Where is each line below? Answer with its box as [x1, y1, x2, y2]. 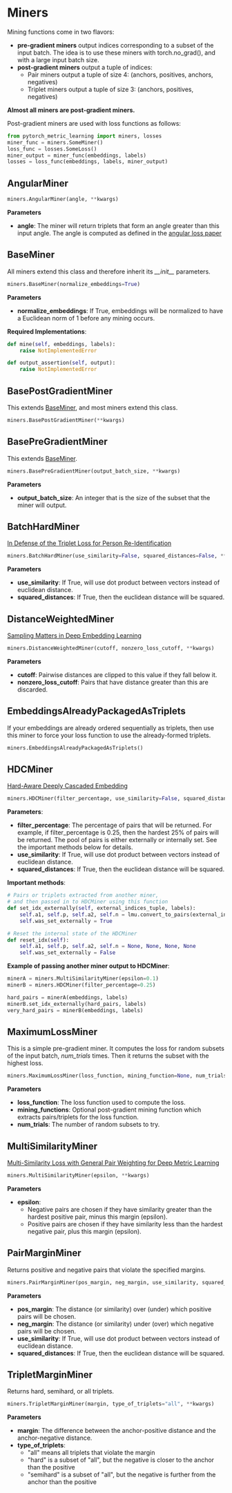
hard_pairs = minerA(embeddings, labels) [7, 993, 128, 1001]
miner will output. [17, 501, 67, 509]
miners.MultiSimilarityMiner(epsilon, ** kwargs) [7, 1172, 150, 1179]
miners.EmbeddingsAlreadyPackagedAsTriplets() [7, 744, 144, 751]
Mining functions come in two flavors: [7, 28, 115, 36]
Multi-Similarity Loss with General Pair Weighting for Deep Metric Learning [7, 1159, 220, 1167]
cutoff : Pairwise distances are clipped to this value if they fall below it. [17, 670, 217, 678]
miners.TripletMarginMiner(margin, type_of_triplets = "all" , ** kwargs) [7, 1400, 215, 1407]
